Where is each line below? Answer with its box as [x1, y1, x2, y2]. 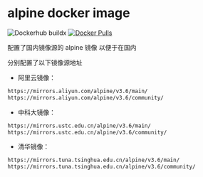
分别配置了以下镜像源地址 [7, 58, 83, 67]
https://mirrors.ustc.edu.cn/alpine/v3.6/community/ [7, 129, 167, 136]
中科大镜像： [17, 108, 56, 117]
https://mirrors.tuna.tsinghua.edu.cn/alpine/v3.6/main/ [7, 156, 180, 164]
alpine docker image [7, 5, 130, 21]
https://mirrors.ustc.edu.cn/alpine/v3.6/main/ [7, 122, 152, 129]
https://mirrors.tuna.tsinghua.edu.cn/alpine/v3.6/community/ [7, 163, 196, 171]
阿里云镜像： [17, 73, 56, 82]
